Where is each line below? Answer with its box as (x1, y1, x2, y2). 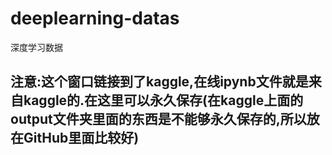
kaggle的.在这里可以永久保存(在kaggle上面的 (23, 92, 304, 109)
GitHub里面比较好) (23, 130, 140, 147)
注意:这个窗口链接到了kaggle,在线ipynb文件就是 (10, 73, 309, 91)
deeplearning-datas (10, 7, 180, 30)
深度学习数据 (10, 41, 63, 53)
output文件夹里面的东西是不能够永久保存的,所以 (10, 111, 307, 128)
